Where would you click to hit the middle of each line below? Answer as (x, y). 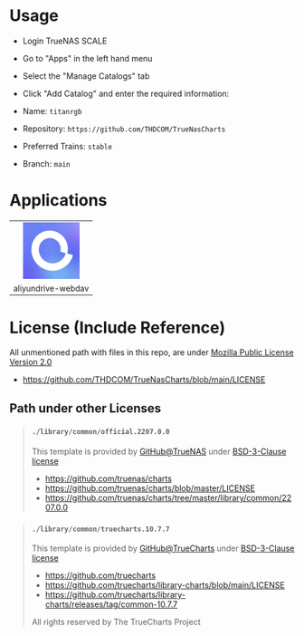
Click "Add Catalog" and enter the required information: (126, 93)
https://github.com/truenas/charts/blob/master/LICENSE (150, 488)
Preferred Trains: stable (67, 146)
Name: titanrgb (52, 111)
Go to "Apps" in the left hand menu (87, 58)
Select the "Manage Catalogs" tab (86, 76)
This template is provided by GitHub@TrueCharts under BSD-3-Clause (163, 548)
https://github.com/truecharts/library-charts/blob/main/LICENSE (165, 585)
